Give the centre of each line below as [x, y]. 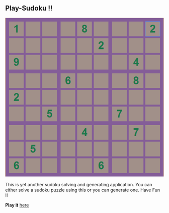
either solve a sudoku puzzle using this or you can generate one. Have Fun [83, 190]
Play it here [17, 205]
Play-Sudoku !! [29, 8]
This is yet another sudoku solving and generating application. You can [79, 184]
